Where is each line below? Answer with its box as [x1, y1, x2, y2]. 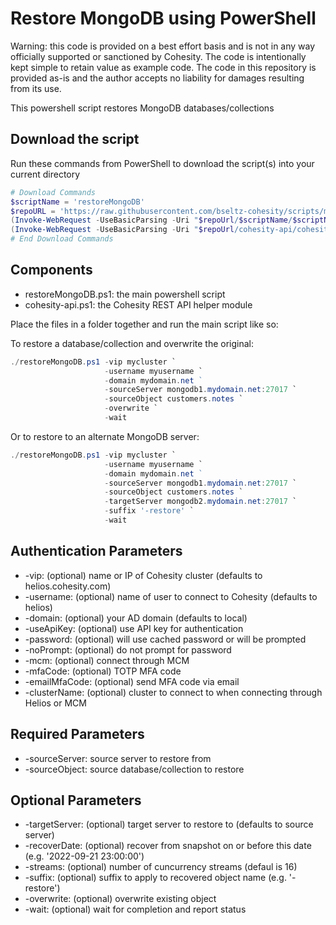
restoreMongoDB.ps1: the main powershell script [24, 288, 226, 300]
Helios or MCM [24, 697, 87, 709]
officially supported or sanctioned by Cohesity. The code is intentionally [10, 50, 307, 62]
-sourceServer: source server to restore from [24, 752, 212, 764]
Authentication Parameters [10, 543, 183, 560]
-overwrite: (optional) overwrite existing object [24, 893, 217, 905]
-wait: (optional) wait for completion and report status [24, 903, 247, 916]
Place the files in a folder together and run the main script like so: [10, 318, 279, 330]
